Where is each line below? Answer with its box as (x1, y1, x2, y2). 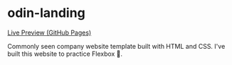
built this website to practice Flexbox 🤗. (7, 49, 123, 58)
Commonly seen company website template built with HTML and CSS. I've (7, 42, 226, 50)
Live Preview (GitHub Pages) (7, 28, 92, 37)
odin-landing (7, 5, 85, 21)
